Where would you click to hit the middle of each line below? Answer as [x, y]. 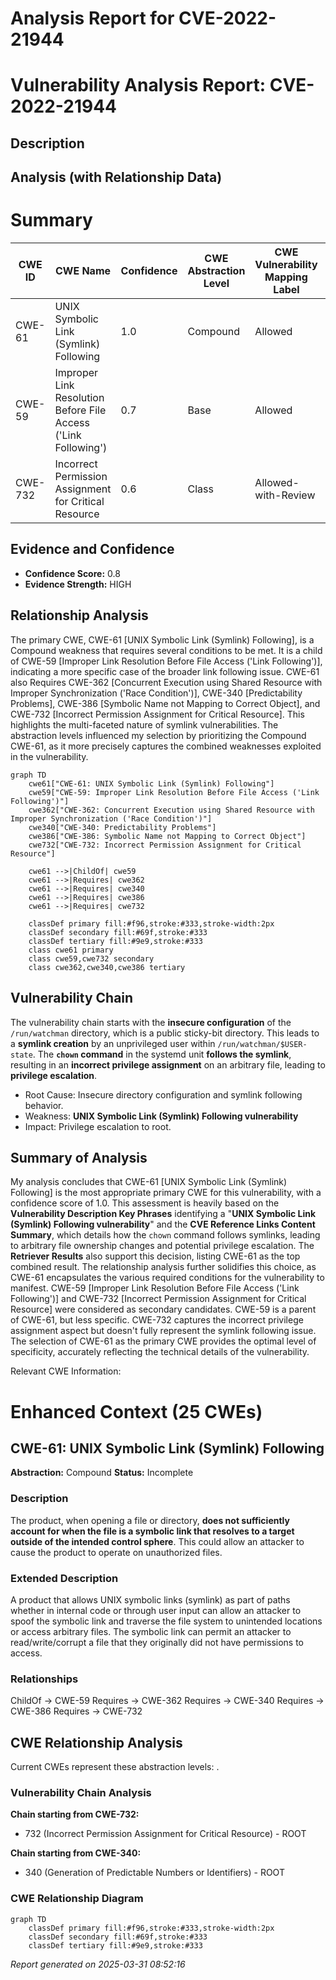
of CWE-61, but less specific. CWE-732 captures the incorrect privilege [157, 1320]
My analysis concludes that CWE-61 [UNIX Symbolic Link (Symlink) [149, 1182]
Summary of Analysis [79, 1157]
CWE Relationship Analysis [96, 1742]
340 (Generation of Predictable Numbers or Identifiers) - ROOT [154, 1873]
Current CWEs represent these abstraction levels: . [115, 1767]
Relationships [44, 1679]
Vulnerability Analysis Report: [138, 85]
